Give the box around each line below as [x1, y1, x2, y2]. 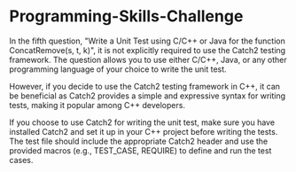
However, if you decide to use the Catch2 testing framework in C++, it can [9, 81, 281, 91]
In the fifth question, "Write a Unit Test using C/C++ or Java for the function [9, 35, 285, 46]
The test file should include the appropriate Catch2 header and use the [9, 136, 269, 146]
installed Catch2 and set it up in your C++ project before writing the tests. [9, 126, 278, 137]
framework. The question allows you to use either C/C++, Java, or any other [9, 54, 288, 65]
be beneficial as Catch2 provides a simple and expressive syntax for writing [9, 90, 286, 101]
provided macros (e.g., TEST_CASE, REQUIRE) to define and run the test [9, 145, 272, 156]
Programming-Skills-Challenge [9, 6, 244, 27]
